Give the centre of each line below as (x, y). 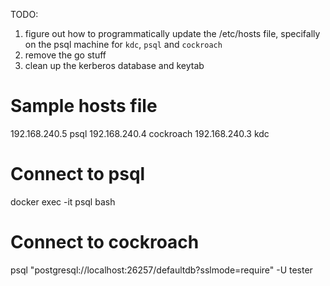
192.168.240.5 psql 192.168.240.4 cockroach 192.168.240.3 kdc (140, 133)
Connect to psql (78, 174)
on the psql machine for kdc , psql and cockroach (123, 44)
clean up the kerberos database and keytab (114, 65)
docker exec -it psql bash (63, 201)
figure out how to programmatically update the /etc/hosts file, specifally (172, 33)
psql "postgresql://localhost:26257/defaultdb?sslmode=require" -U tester (161, 270)
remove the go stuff (65, 55)
